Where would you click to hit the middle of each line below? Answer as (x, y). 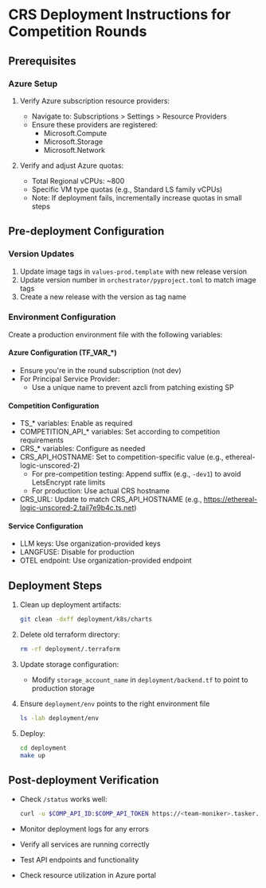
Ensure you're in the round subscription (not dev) (100, 371)
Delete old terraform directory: (70, 635)
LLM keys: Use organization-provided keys (90, 543)
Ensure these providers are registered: (94, 124)
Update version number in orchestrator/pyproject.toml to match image (138, 279)
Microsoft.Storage (73, 142)
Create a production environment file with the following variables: (115, 334)
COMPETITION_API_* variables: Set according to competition (120, 432)
